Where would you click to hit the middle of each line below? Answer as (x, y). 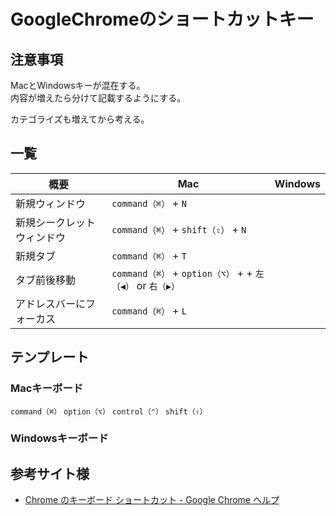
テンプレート (50, 357)
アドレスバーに (51, 303)
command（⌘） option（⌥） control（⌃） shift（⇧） (109, 411)
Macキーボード (47, 388)
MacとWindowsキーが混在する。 (78, 85)
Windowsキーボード (59, 438)
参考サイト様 (50, 473)
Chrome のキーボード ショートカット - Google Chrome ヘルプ (152, 500)
